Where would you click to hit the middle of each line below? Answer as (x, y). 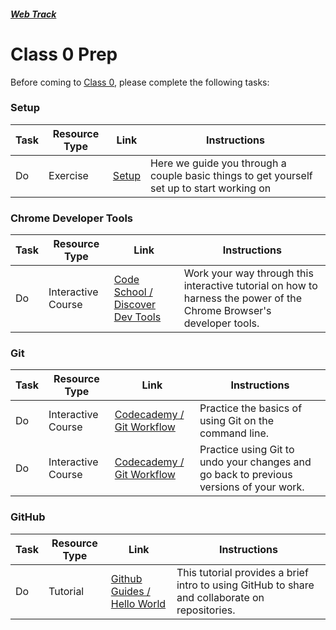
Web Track (33, 14)
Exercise (68, 175)
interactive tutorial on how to (250, 286)
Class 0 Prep (64, 54)
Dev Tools (137, 317)
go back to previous (246, 475)
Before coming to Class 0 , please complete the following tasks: (140, 82)
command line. (234, 433)
